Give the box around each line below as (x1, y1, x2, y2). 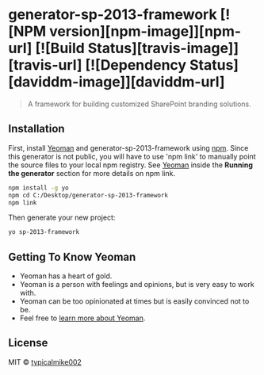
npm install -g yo (8, 184, 69, 192)
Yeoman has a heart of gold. (19, 271, 113, 281)
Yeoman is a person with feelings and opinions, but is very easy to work (19, 280, 255, 289)
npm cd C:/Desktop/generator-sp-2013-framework (8, 191, 169, 199)
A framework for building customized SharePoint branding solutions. (27, 99, 251, 109)
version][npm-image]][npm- (48, 22, 242, 40)
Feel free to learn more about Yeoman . (19, 313, 146, 323)
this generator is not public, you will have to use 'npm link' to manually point (8, 151, 256, 161)
